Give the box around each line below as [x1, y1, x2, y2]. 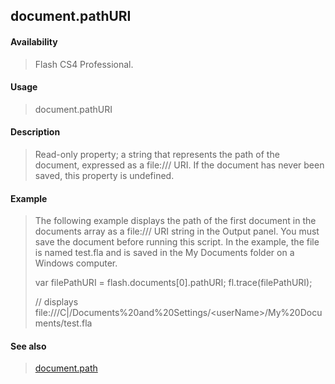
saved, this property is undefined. [34, 170, 175, 181]
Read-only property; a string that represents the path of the [34, 149, 280, 160]
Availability [10, 35, 58, 48]
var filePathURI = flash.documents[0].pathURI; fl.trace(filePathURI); [34, 277, 313, 289]
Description [10, 126, 61, 138]
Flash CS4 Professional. [34, 58, 134, 70]
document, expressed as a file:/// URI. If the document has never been [34, 159, 325, 171]
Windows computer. [34, 257, 118, 269]
